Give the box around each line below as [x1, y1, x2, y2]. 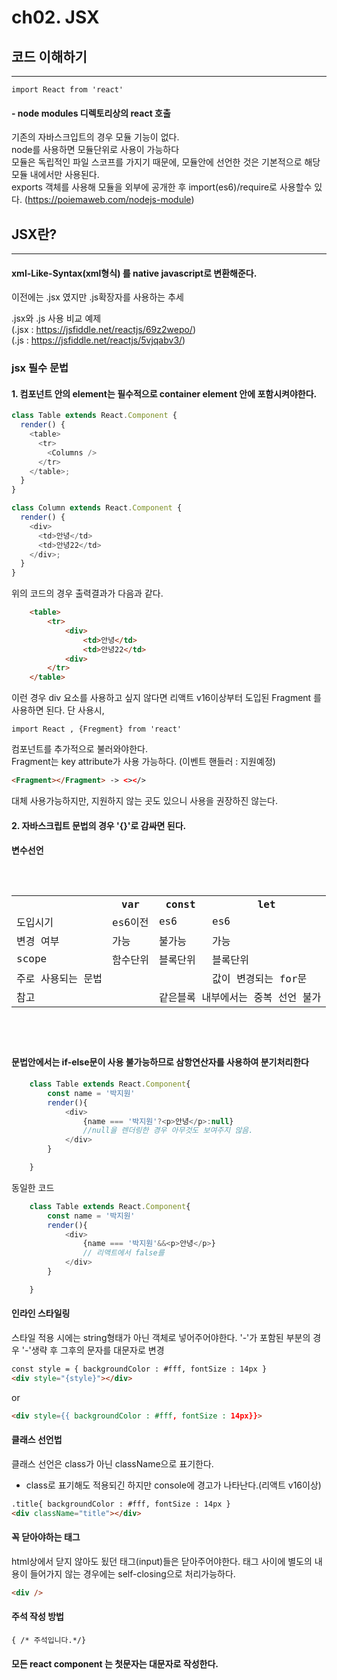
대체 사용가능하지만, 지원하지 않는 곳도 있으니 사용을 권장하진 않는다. [11, 795, 278, 807]
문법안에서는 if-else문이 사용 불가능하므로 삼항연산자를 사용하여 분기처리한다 [11, 1056, 309, 1068]
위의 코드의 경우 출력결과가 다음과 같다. [11, 587, 164, 600]
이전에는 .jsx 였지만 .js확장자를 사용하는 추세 [11, 291, 184, 303]
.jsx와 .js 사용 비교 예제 [11, 312, 102, 325]
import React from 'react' [11, 85, 124, 95]
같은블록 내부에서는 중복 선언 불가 [158, 991, 322, 1004]
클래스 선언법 [11, 1434, 63, 1446]
